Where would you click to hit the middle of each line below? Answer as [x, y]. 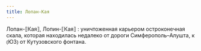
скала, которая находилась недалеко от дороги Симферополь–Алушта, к [100, 35]
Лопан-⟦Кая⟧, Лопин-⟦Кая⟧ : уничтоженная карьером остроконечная [96, 29]
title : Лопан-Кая [28, 12]
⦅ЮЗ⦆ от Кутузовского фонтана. [46, 41]
